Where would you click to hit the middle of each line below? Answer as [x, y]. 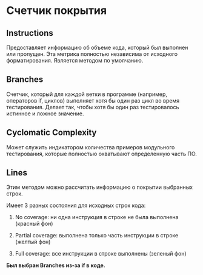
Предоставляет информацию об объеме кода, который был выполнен [97, 47]
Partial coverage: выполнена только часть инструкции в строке [97, 236]
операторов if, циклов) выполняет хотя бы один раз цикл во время [93, 100]
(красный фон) [34, 224]
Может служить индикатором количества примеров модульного [91, 147]
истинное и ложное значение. [45, 114]
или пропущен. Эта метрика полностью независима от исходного [92, 54]
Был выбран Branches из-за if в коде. [56, 265]
